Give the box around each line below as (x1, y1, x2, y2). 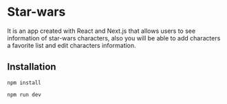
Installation (7, 61, 56, 73)
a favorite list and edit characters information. (7, 41, 136, 49)
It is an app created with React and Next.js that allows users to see (7, 27, 196, 35)
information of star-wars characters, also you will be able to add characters (7, 34, 221, 42)
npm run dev (7, 91, 41, 98)
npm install (7, 79, 41, 86)
